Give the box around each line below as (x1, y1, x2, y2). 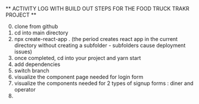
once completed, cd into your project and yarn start (14, 55, 141, 61)
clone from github (14, 23, 58, 30)
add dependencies (14, 61, 61, 68)
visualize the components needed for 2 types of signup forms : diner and (14, 80, 194, 87)
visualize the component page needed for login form (14, 74, 144, 80)
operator (14, 86, 36, 93)
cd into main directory (14, 29, 69, 36)
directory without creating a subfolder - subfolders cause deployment (14, 42, 186, 49)
